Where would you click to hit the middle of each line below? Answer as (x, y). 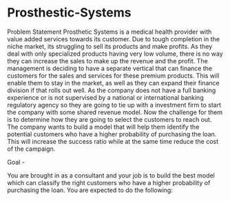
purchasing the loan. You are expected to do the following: (90, 190)
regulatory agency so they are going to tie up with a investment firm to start (114, 105)
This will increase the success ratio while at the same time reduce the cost (113, 141)
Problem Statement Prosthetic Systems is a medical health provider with (109, 32)
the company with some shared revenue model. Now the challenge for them (115, 112)
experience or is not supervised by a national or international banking (106, 97)
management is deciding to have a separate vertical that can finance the (109, 68)
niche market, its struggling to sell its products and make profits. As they (110, 46)
